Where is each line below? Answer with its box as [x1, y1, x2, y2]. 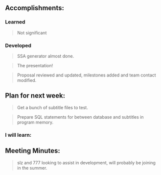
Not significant [17, 29, 47, 36]
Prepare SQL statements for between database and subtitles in [17, 114, 144, 120]
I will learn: [5, 131, 32, 138]
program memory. [17, 119, 54, 125]
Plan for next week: [5, 92, 65, 100]
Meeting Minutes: [5, 147, 60, 155]
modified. [17, 77, 37, 83]
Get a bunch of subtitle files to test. [17, 104, 88, 110]
